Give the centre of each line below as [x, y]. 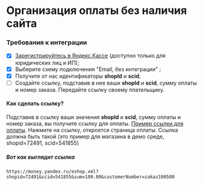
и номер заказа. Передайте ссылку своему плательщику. [90, 89]
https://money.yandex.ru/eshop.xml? [52, 171]
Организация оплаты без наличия [97, 11]
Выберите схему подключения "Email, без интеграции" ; [88, 69]
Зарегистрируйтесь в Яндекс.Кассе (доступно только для [90, 56]
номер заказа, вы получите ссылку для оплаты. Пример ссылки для [95, 123]
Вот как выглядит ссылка [41, 157]
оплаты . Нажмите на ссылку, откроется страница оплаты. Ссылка [92, 130]
